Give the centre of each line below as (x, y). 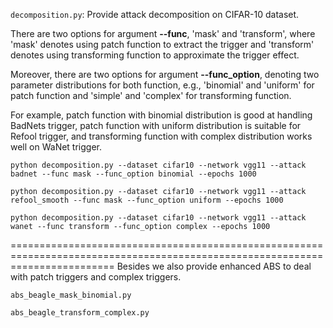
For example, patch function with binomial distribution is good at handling (161, 115)
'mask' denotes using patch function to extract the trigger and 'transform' (162, 44)
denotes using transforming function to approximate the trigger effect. (155, 55)
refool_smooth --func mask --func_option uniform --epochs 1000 (147, 200)
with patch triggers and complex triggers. (96, 277)
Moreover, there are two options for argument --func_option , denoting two (165, 74)
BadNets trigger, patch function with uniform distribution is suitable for (156, 125)
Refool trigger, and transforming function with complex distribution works (161, 136)
